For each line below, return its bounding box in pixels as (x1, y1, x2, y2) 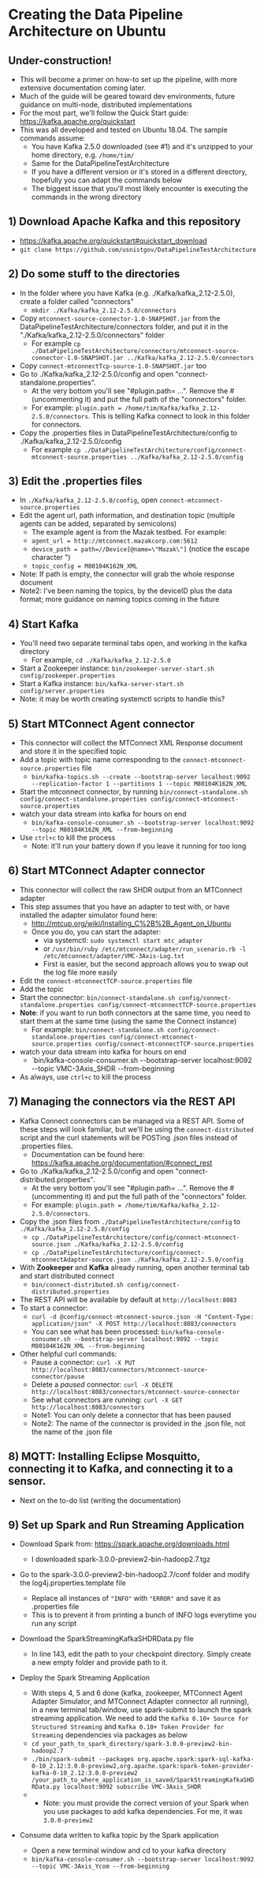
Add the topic (19, 984, 65, 993)
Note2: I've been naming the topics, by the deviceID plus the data (19, 586, 232, 595)
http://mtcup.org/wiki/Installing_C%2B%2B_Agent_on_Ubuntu (31, 918, 232, 928)
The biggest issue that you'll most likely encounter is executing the (31, 184, 248, 193)
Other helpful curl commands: (19, 1349, 117, 1358)
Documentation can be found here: (31, 1149, 145, 1159)
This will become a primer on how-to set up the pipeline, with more (19, 75, 238, 84)
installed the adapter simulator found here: (19, 910, 158, 919)
